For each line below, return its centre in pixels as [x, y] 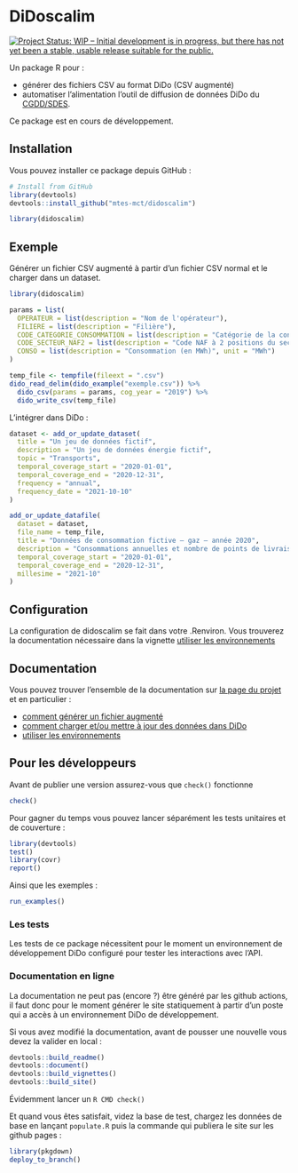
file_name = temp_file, [61, 532]
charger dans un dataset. [55, 278]
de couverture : [37, 827]
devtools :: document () [49, 1065]
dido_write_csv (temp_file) [67, 400]
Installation [41, 149]
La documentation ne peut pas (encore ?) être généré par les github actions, [149, 995]
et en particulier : [40, 698]
